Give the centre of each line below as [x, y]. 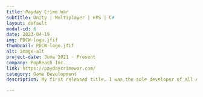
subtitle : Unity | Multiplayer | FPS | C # [60, 18]
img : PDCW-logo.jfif [32, 40]
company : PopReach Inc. [36, 62]
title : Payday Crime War [37, 12]
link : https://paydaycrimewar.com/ [51, 68]
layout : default [27, 23]
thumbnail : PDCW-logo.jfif [40, 46]
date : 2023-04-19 [28, 35]
